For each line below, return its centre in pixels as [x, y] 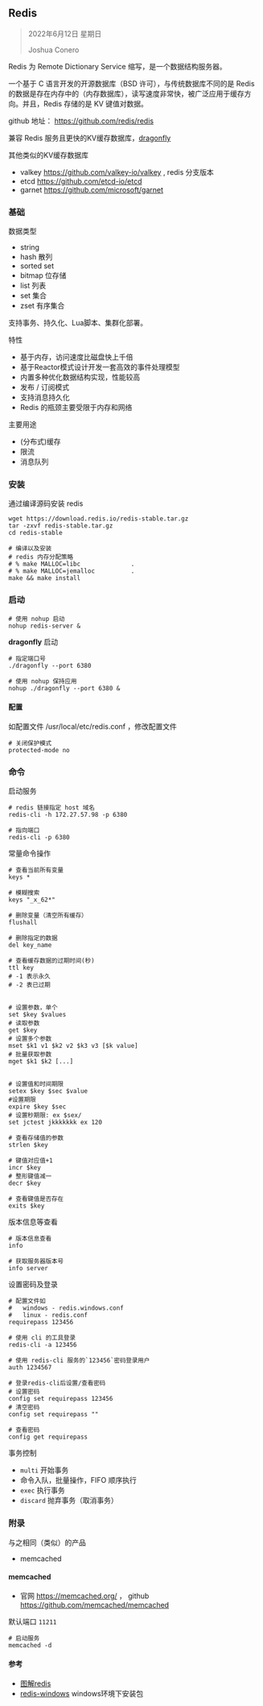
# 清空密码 [24, 1408]
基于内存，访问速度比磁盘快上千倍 [76, 357]
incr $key [25, 1168]
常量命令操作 [29, 854]
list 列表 [33, 286]
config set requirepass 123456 [61, 1399]
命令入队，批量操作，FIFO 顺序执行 [78, 1480]
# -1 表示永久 [29, 977]
